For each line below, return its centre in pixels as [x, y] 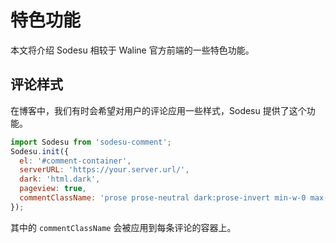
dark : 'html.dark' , [60, 179]
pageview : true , [53, 189]
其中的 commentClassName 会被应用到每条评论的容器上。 [123, 227]
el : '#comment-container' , [75, 161]
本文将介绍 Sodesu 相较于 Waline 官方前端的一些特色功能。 [132, 50]
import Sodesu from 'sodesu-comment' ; [91, 142]
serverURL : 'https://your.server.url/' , [104, 170]
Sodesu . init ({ [40, 151]
